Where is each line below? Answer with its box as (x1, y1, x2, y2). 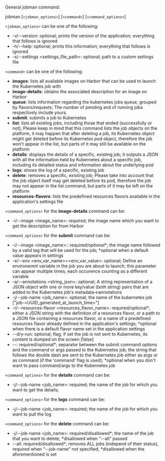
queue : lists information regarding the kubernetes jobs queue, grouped (12, 99, 157, 105)
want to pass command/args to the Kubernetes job (12, 362, 116, 368)
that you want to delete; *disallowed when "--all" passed (12, 436, 128, 441)
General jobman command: (5, 4, 60, 10)
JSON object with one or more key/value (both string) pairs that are (12, 284, 149, 290)
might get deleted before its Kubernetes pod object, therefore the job (12, 136, 153, 142)
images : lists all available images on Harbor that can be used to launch (12, 78, 156, 84)
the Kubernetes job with (12, 83, 61, 89)
